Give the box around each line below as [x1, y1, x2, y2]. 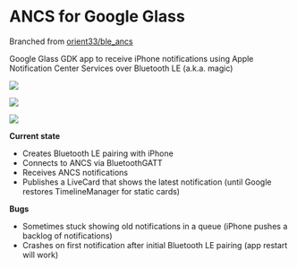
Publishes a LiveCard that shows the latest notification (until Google [21, 177, 272, 187]
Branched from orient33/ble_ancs [9, 36, 133, 47]
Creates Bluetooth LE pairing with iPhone [21, 148, 174, 159]
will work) [21, 249, 59, 260]
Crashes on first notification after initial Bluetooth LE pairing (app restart [21, 239, 288, 250]
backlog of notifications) [21, 230, 114, 241]
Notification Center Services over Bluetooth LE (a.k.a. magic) [9, 63, 233, 73]
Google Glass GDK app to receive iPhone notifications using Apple [9, 53, 254, 64]
